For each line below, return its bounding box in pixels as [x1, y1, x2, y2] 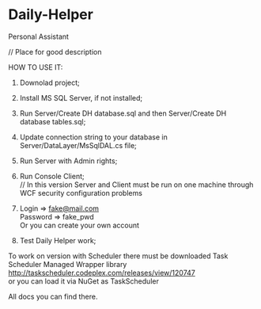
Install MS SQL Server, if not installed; [19, 93, 143, 102]
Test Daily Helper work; [19, 235, 96, 245]
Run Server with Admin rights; [19, 156, 118, 166]
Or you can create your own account [19, 220, 140, 230]
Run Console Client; [19, 171, 85, 181]
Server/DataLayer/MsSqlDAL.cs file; [19, 140, 137, 150]
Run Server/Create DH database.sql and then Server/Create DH [19, 109, 227, 118]
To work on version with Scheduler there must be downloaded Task [8, 251, 229, 261]
